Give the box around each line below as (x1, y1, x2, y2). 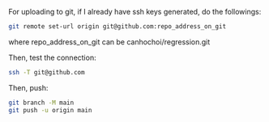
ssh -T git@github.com (8, 68, 85, 76)
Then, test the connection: (8, 53, 96, 62)
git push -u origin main (8, 106, 92, 114)
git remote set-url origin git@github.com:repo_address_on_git (8, 23, 227, 31)
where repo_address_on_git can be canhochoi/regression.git (8, 36, 211, 47)
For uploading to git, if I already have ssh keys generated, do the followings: (8, 7, 262, 16)
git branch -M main (8, 99, 75, 107)
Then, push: (8, 82, 49, 92)
